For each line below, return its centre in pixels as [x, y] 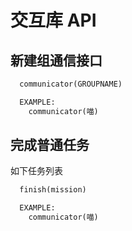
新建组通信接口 [56, 60]
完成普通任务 [50, 145]
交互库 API [53, 20]
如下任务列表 [36, 171]
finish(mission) [53, 190]
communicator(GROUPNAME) [71, 84]
